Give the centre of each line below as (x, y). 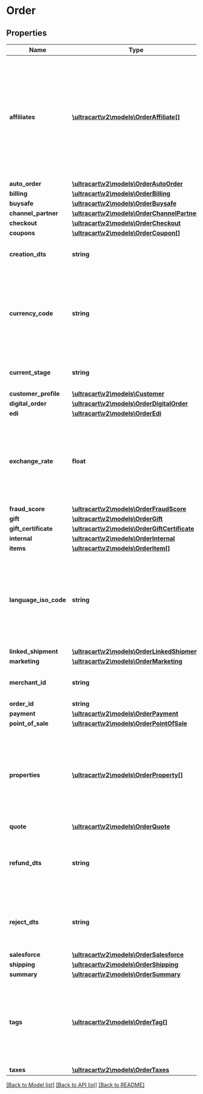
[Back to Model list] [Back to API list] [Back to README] (76, 1085)
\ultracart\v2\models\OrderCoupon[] (126, 233)
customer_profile (35, 394)
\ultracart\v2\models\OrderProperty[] (127, 775)
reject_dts (24, 922)
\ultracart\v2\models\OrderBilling (121, 193)
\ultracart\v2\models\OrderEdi (117, 413)
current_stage (30, 372)
